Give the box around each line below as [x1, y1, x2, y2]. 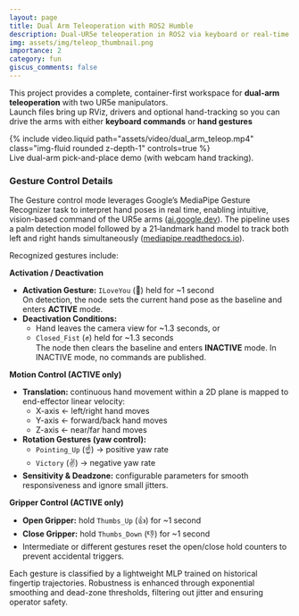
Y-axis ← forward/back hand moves [35, 415, 168, 426]
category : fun [9, 55, 62, 63]
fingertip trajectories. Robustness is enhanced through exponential [9, 578, 255, 588]
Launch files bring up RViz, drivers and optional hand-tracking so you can [9, 106, 280, 117]
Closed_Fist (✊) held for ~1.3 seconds [35, 333, 174, 343]
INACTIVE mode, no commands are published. [35, 352, 207, 363]
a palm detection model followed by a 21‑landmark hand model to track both [9, 224, 289, 234]
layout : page [9, 13, 58, 22]
